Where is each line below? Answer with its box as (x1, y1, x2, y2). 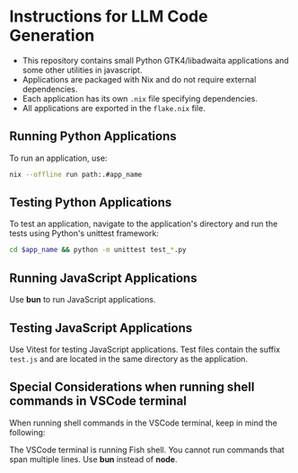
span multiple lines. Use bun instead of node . (9, 453, 178, 464)
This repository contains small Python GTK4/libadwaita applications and (22, 55, 289, 66)
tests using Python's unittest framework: (9, 228, 160, 239)
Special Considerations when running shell (9, 380, 255, 395)
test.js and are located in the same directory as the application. (9, 353, 249, 364)
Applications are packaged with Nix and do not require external (22, 74, 257, 84)
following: (9, 426, 46, 437)
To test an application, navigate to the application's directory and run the (9, 218, 278, 230)
